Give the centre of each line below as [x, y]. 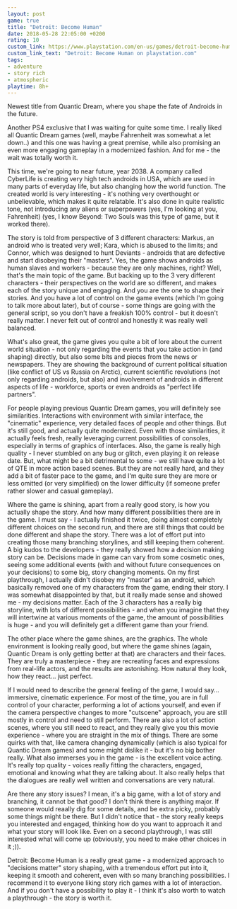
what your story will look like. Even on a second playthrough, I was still [110, 832]
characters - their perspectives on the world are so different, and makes [112, 283]
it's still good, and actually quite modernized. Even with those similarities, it [116, 431]
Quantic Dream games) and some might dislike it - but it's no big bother [111, 750]
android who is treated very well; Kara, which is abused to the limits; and [113, 246]
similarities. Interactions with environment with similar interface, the [105, 416]
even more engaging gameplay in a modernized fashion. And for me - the [114, 150]
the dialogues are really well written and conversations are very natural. [111, 780]
